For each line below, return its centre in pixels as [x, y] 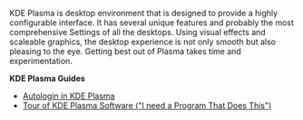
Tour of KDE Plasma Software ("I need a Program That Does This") [147, 106]
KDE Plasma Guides [48, 78]
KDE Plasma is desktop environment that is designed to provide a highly [144, 13]
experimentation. [41, 61]
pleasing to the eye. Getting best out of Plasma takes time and [126, 51]
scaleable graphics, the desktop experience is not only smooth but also [143, 42]
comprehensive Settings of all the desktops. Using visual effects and [137, 32]
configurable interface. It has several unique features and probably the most [152, 23]
